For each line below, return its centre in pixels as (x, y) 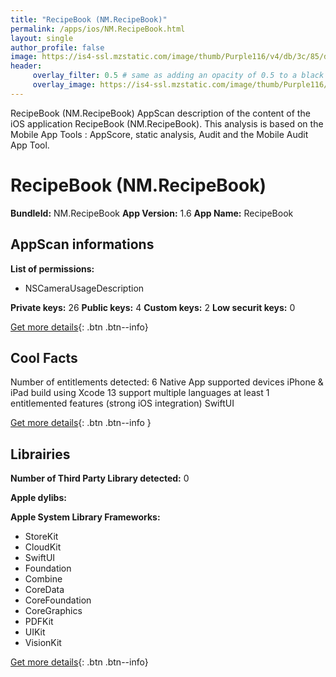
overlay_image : (64, 85)
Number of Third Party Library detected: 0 (100, 478)
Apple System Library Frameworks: (85, 517)
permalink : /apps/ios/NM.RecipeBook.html (98, 29)
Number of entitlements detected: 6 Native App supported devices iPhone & (167, 382)
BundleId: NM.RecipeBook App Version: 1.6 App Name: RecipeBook (152, 213)
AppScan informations (82, 244)
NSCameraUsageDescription (84, 288)
